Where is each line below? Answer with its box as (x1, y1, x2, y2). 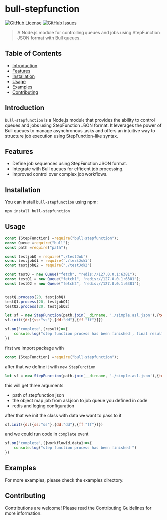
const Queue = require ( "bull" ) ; (5, 240, 70, 245)
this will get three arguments (5, 382, 64, 388)
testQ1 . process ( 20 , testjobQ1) (5, 299, 70, 304)
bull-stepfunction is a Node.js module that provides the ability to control (5, 117, 155, 123)
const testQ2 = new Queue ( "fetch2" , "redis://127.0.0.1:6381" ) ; (5, 281, 141, 286)
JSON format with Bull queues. (17, 35, 81, 41)
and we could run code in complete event (5, 431, 89, 437)
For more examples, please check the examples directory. (5, 477, 124, 483)
